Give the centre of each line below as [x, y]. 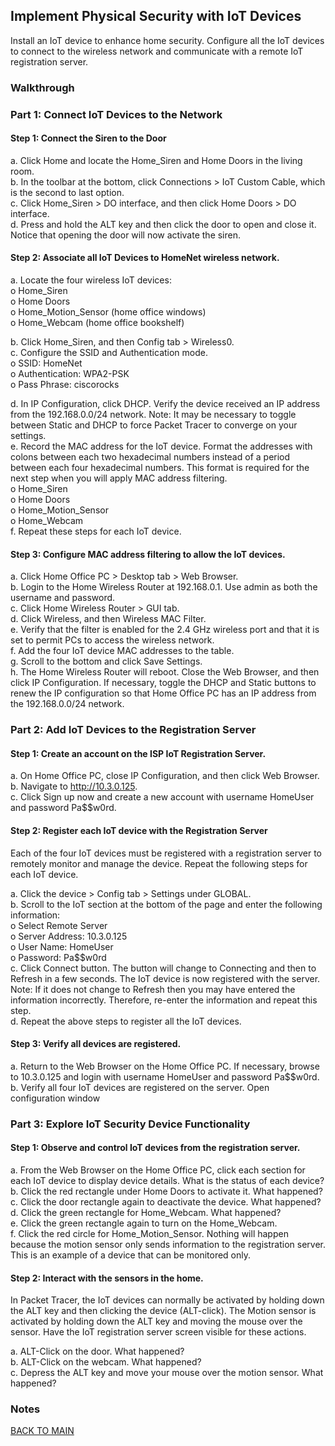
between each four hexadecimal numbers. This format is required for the [160, 468]
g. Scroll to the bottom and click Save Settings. [106, 661]
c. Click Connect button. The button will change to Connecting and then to [163, 968]
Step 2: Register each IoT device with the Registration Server [139, 830]
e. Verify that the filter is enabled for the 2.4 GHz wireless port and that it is [165, 630]
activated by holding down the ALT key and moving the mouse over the [156, 1321]
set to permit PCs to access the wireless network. [112, 640]
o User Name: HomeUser [62, 946]
